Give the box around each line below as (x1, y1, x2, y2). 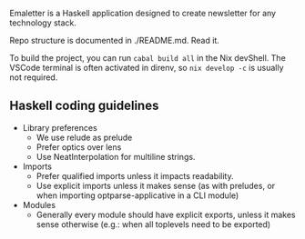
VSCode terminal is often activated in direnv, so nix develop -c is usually (9, 63, 284, 73)
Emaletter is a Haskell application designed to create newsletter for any (9, 8, 276, 18)
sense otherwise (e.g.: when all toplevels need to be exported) (36, 218, 271, 230)
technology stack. (9, 17, 77, 28)
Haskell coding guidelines (9, 98, 159, 114)
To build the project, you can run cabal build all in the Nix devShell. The (9, 53, 287, 63)
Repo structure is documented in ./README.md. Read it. (9, 35, 220, 45)
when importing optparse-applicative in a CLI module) (36, 190, 239, 201)
